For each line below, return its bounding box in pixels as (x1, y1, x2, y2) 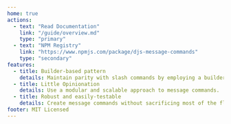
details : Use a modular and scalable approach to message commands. (19, 87, 220, 94)
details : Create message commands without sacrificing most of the (19, 100, 217, 107)
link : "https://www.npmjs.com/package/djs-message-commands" (19, 49, 198, 56)
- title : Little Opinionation (13, 81, 100, 87)
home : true (7, 10, 38, 17)
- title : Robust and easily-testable (13, 94, 122, 101)
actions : (7, 17, 32, 23)
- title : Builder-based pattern (13, 68, 107, 74)
